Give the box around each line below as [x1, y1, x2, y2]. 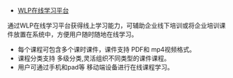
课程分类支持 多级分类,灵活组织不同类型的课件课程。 [17, 54, 171, 62]
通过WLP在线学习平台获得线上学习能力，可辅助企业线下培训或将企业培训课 [7, 21, 226, 30]
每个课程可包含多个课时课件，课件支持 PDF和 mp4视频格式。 [17, 45, 196, 53]
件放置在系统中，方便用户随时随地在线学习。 [7, 30, 138, 38]
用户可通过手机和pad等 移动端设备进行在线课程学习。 [17, 63, 174, 71]
